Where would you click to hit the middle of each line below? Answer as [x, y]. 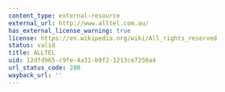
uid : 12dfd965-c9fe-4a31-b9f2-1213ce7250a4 [82, 61]
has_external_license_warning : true [70, 30]
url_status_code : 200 [45, 68]
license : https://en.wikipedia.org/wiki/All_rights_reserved [113, 38]
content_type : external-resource [64, 16]
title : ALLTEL [32, 53]
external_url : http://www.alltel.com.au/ [79, 23]
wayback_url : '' [35, 75]
